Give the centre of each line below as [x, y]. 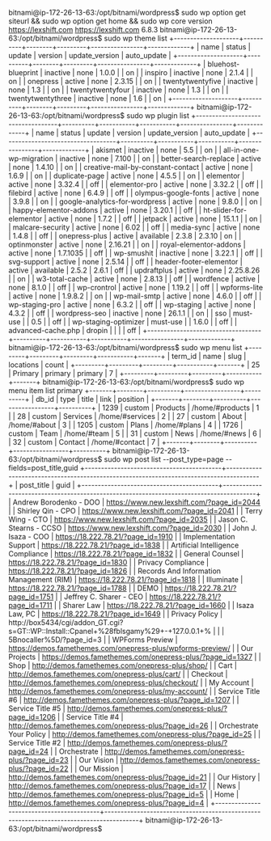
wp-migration [31, 158]
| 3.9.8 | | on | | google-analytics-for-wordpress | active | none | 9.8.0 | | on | [135, 201]
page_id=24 [28, 751]
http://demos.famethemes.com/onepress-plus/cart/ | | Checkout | [118, 674]
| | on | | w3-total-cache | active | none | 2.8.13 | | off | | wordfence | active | [134, 279]
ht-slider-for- [225, 210]
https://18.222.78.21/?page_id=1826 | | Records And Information [114, 571]
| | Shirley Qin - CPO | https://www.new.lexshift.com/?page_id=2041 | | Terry [135, 511]
